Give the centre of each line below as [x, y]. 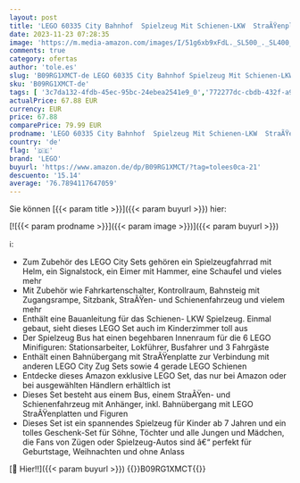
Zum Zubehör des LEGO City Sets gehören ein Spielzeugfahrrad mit [147, 262]
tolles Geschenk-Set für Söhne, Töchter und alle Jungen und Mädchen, [153, 433]
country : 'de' [36, 142]
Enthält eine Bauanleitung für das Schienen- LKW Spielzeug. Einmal [147, 319]
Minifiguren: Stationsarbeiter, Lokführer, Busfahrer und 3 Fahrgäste [146, 347]
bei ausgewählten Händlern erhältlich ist [96, 386]
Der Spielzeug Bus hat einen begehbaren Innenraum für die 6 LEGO [146, 338]
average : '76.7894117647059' [63, 184]
